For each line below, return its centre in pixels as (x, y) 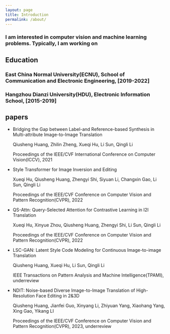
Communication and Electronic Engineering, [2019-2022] (77, 81)
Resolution (24, 296)
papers (17, 117)
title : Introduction (27, 15)
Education (22, 60)
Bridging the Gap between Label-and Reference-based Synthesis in (83, 129)
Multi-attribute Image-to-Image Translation (57, 135)
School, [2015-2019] (31, 101)
